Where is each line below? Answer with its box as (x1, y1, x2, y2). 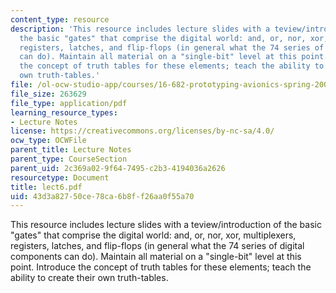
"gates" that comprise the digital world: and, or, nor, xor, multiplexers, (10, 229, 297, 241)
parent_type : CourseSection (10, 154, 128, 164)
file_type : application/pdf (10, 98, 128, 108)
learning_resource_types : (10, 107, 118, 118)
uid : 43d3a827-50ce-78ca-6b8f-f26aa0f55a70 (10, 191, 195, 201)
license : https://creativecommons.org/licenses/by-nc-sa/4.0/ (10, 126, 275, 136)
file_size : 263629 (10, 89, 87, 99)
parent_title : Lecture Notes (10, 145, 132, 155)
